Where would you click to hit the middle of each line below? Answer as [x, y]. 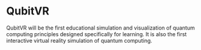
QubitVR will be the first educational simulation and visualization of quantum [100, 28]
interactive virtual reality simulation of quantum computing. [79, 40]
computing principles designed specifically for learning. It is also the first [97, 34]
